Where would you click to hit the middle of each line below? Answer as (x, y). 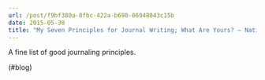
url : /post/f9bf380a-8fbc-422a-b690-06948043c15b (91, 15)
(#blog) (21, 67)
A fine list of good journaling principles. (72, 53)
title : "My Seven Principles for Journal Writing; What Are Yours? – (125, 30)
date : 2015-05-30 (37, 23)
